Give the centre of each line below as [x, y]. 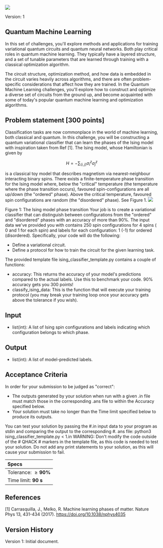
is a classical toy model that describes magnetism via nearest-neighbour [78, 174]
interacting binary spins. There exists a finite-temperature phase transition [80, 179]
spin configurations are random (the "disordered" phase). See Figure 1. [76, 200]
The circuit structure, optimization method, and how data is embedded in [78, 74]
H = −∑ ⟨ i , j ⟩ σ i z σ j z [82, 163]
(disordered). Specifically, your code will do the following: [63, 235]
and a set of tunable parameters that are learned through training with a [77, 59]
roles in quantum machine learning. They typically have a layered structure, [81, 54]
